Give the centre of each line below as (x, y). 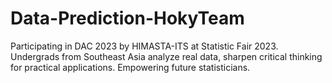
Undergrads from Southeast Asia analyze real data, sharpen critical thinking (166, 56)
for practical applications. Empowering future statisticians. (130, 67)
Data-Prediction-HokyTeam (127, 18)
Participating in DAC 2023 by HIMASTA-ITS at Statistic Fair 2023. (144, 46)
